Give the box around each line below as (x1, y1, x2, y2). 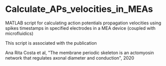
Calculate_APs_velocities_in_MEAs (5, 3, 153, 15)
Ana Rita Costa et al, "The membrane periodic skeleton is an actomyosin (5, 50, 154, 56)
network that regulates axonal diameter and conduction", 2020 (5, 55, 134, 61)
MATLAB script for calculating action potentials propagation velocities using (5, 20, 161, 26)
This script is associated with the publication (5, 40, 97, 46)
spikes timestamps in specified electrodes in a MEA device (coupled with (5, 25, 156, 31)
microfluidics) (5, 30, 33, 36)
